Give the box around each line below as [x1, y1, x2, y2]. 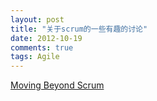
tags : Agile [10, 52, 60, 62]
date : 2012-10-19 [10, 33, 83, 43]
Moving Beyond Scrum [10, 79, 105, 91]
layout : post [10, 14, 65, 25]
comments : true [10, 42, 74, 53]
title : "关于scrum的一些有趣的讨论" [10, 24, 148, 34]
